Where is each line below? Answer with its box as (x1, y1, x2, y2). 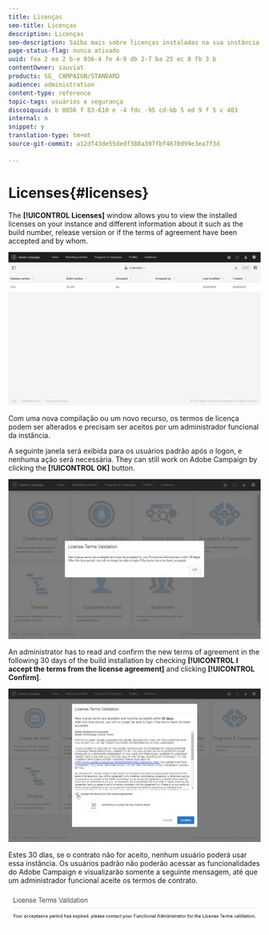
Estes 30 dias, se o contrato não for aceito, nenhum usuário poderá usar (8, 850, 247, 860)
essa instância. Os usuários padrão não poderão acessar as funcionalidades (8, 859, 260, 868)
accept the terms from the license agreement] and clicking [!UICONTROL (8, 664, 255, 674)
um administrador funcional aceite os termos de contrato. (8, 876, 199, 885)
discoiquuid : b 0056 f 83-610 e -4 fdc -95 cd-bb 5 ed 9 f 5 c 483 (8, 106, 239, 114)
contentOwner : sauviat (8, 64, 84, 72)
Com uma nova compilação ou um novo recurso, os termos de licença (8, 414, 239, 423)
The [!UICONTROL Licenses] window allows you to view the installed (8, 210, 238, 220)
